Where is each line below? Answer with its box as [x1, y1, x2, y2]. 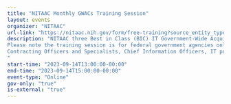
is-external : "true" [7, 86, 67, 93]
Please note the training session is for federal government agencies [7, 42, 214, 49]
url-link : [7, 29, 36, 36]
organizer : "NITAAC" [7, 23, 67, 29]
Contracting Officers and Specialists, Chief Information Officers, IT [7, 49, 217, 55]
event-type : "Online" [7, 73, 69, 81]
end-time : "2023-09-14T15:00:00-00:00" [7, 67, 122, 74]
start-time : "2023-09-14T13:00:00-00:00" [7, 61, 128, 68]
